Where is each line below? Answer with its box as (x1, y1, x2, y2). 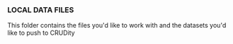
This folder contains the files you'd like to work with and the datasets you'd (7, 21, 227, 30)
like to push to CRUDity (7, 28, 76, 37)
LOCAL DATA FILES (7, 5, 74, 15)
